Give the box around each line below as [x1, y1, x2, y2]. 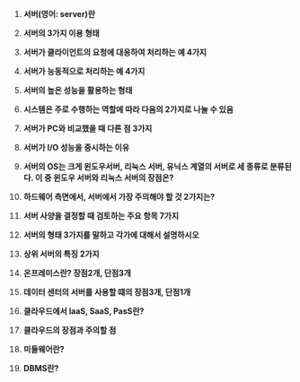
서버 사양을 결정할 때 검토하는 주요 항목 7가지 [22, 211, 179, 221]
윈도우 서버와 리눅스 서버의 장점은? [53, 172, 174, 183]
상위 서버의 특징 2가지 [22, 248, 100, 259]
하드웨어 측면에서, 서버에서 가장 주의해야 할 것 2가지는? [22, 192, 216, 202]
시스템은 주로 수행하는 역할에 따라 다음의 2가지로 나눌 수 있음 [22, 104, 234, 115]
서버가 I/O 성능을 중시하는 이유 [22, 143, 129, 152]
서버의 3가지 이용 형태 [22, 28, 100, 39]
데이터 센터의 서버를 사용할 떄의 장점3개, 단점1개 [22, 287, 191, 297]
